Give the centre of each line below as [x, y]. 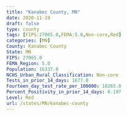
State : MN [19, 52]
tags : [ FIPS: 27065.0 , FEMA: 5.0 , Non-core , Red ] [64, 35]
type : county [23, 29]
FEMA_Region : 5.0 [28, 63]
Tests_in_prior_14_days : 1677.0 [47, 80]
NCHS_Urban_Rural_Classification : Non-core [63, 75]
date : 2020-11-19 [28, 18]
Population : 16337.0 [33, 69]
